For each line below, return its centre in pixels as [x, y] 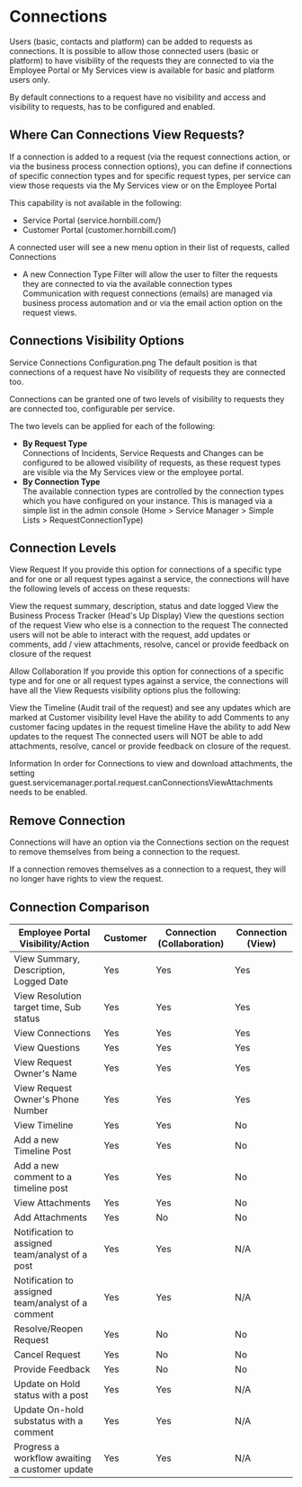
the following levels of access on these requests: [100, 589]
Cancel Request [47, 1354]
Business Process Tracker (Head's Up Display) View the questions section [147, 616]
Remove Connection [67, 820]
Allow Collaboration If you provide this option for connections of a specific [147, 671]
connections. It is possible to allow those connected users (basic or [134, 50]
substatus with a [49, 1421]
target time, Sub [48, 1007]
